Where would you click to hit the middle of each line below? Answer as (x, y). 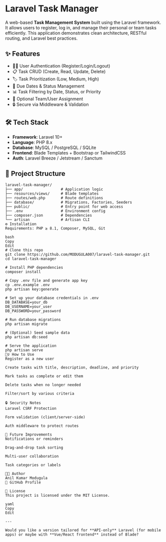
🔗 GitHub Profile (23, 482)
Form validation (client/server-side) (45, 417)
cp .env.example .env (28, 285)
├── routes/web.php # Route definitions (54, 198)
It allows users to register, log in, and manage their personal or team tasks (81, 27)
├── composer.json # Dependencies (49, 216)
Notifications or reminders (34, 439)
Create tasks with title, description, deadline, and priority (72, 368)
